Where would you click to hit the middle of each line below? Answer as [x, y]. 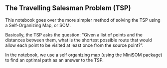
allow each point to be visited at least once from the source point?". [74, 45]
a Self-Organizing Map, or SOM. [38, 25]
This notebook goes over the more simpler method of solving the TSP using [83, 20]
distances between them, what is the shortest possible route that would [79, 40]
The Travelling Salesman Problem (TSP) [68, 8]
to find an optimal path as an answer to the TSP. [54, 60]
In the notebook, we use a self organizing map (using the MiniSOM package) [84, 55]
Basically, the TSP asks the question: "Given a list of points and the [74, 34]
